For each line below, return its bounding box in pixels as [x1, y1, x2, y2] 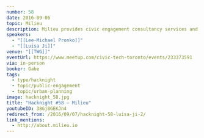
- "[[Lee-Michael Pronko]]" [12, 37, 84, 43]
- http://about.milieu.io [12, 123, 78, 129]
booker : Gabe [6, 65, 40, 72]
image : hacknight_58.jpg [6, 94, 70, 100]
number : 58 [6, 9, 34, 15]
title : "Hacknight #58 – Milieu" [6, 100, 92, 106]
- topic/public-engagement [12, 83, 81, 89]
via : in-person [6, 60, 45, 66]
